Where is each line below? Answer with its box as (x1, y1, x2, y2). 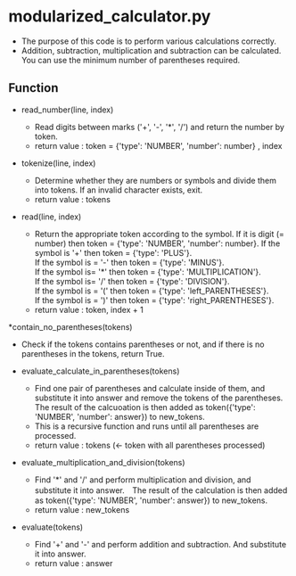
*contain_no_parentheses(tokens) (8, 321, 133, 332)
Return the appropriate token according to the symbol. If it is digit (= (34, 228, 284, 239)
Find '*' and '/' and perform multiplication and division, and (34, 474, 251, 485)
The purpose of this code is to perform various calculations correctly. (21, 36, 277, 46)
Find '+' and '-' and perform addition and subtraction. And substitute (34, 539, 287, 549)
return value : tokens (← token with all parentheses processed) (34, 440, 266, 450)
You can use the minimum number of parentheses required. (21, 54, 241, 65)
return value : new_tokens (34, 504, 130, 514)
